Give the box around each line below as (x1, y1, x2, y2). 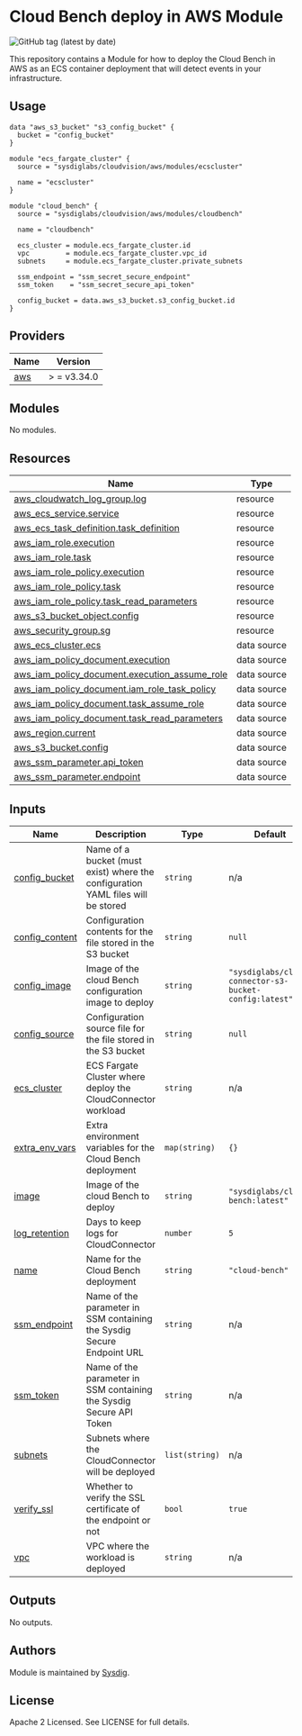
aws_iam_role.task (13, 551, 92, 564)
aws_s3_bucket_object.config (13, 610, 139, 622)
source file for (85, 1022, 146, 1035)
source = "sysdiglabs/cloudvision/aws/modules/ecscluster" (17, 162, 244, 171)
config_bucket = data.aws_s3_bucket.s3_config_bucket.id (17, 295, 235, 305)
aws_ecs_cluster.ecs (13, 639, 102, 652)
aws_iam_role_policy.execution (13, 565, 146, 578)
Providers (9, 329, 66, 344)
